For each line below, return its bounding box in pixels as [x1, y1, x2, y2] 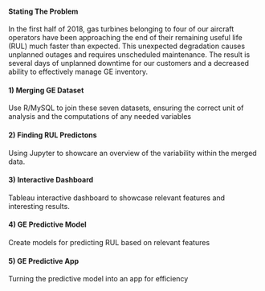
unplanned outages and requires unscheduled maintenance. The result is [8, 50, 251, 59]
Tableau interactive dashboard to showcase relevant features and [8, 193, 226, 203]
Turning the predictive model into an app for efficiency [8, 274, 189, 284]
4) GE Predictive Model [8, 219, 87, 229]
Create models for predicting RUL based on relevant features [8, 238, 210, 248]
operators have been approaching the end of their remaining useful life [8, 33, 243, 43]
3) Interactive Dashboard [8, 175, 94, 185]
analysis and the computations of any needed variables [8, 112, 191, 121]
